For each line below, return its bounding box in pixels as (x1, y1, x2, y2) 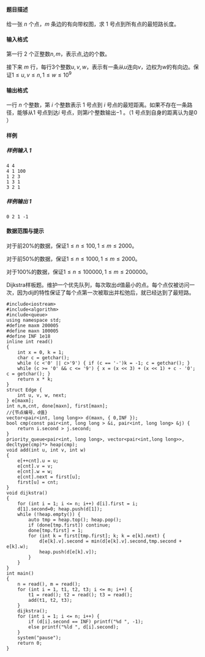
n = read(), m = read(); (17, 581, 81, 587)
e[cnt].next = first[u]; (17, 474, 81, 480)
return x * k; (17, 376, 53, 382)
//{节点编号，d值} (6, 409, 48, 416)
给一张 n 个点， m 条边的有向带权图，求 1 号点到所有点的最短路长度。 (6, 20, 179, 28)
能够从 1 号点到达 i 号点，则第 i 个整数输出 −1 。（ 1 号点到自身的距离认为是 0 (17, 109, 198, 116)
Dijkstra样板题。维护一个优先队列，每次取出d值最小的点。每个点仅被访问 (6, 281, 190, 288)
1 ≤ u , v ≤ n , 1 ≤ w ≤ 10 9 (12, 70, 72, 79)
